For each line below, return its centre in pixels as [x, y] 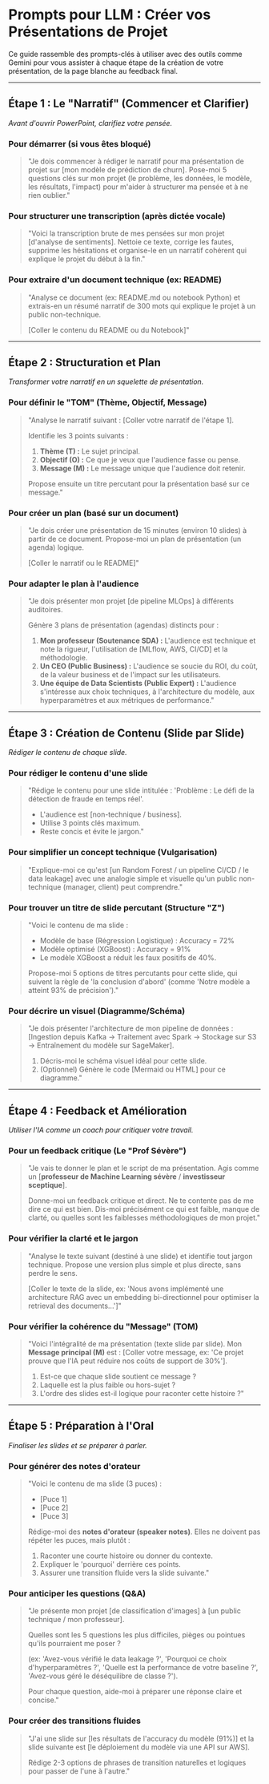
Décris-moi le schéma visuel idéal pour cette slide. [123, 1061]
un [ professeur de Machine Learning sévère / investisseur [126, 1177]
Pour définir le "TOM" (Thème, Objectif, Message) [108, 402]
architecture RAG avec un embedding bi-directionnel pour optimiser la [143, 1297]
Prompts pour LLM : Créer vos [110, 15]
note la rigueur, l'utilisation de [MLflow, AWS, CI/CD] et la [134, 649]
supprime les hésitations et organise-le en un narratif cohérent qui [137, 251]
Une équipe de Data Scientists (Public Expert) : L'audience [138, 684]
